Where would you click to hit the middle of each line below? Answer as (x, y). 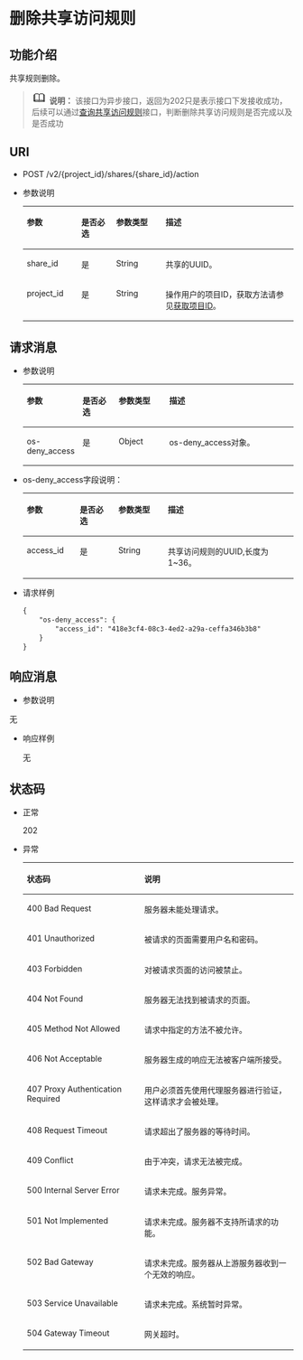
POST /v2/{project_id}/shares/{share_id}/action (110, 174)
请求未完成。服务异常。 (188, 1191)
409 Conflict (50, 1160)
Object (131, 441)
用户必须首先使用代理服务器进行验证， (215, 1090)
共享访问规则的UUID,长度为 (218, 551)
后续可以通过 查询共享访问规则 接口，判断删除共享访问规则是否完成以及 (162, 112)
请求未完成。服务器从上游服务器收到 (211, 1262)
